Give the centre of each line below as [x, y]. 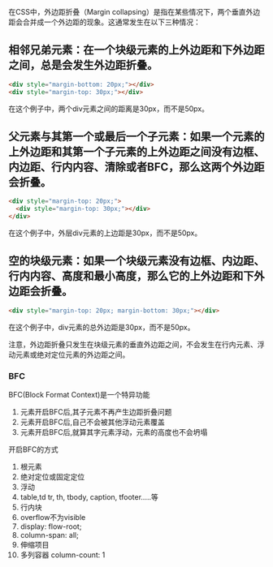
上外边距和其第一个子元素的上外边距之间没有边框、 [136, 151]
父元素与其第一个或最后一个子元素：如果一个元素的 [136, 136]
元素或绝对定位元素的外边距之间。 [72, 354]
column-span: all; [49, 535]
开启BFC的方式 [33, 449]
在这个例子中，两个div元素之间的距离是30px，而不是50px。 [109, 109]
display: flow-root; [51, 526]
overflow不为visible [53, 517]
